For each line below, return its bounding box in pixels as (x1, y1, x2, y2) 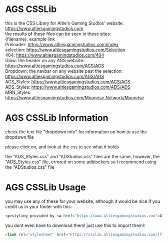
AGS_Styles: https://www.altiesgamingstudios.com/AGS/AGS (5, 79, 130, 85)
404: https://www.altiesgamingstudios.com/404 (5, 52, 104, 58)
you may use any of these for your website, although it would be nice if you (5, 198, 160, 204)
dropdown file (5, 134, 34, 140)
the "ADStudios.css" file (5, 164, 55, 170)
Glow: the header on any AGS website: (5, 57, 84, 63)
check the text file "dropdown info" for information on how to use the (5, 129, 147, 135)
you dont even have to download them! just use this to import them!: (5, 222, 145, 228)
